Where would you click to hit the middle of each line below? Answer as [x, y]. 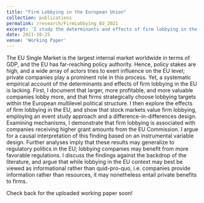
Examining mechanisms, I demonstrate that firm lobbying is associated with [101, 123]
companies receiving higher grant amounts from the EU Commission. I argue [102, 129]
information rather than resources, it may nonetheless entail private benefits [101, 175]
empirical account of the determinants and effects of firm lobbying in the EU [102, 84]
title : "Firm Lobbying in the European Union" [66, 12]
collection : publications [39, 18]
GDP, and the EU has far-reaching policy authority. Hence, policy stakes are [101, 64]
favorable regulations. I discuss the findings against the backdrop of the [97, 155]
